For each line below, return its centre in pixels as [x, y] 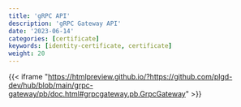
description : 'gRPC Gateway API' [65, 24]
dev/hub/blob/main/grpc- [51, 85]
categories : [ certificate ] [54, 39]
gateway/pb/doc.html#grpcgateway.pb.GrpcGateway [97, 94]
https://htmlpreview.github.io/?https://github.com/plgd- [140, 77]
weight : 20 [27, 53]
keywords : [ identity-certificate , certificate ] [90, 46]
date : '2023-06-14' [41, 31]
